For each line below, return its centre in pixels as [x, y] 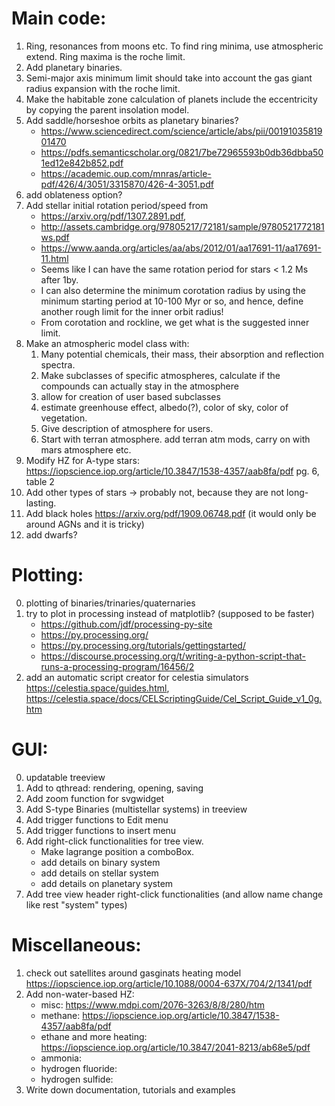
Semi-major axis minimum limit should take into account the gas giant [169, 78]
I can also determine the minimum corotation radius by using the [173, 290]
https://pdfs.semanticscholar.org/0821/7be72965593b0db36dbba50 [182, 152]
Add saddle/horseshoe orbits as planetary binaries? [132, 120]
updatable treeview [65, 777]
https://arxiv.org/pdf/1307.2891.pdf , [113, 216]
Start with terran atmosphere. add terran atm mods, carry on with [175, 439]
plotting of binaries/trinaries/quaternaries [110, 603]
